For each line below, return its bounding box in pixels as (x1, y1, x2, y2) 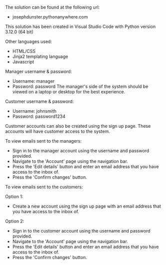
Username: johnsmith (12, 108, 57, 114)
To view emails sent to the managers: (5, 138, 82, 144)
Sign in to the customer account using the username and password (12, 228, 151, 234)
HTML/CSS (12, 48, 36, 54)
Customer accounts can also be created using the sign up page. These (5, 123, 151, 129)
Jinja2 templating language (12, 53, 68, 59)
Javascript (12, 59, 34, 64)
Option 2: (5, 218, 24, 224)
